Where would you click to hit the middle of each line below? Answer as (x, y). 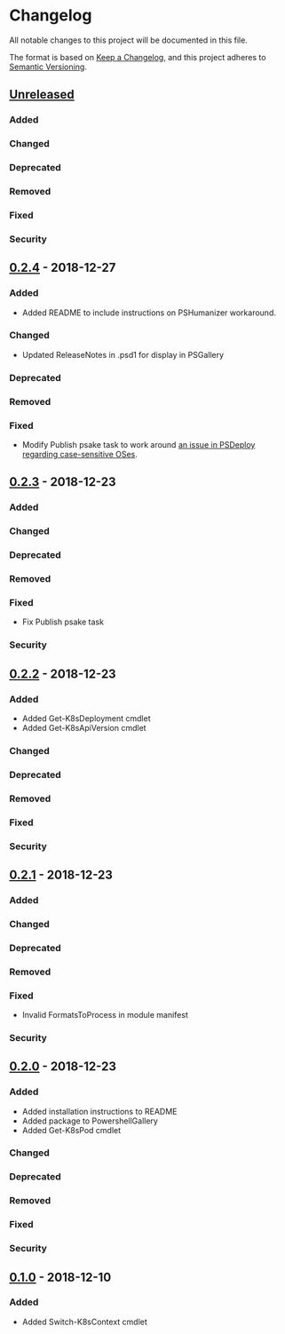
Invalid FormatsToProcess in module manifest (105, 1014)
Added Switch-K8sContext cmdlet (85, 1322)
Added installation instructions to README (99, 1111)
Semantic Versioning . (48, 67)
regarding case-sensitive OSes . (79, 454)
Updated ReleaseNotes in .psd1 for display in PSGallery (123, 354)
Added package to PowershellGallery (90, 1121)
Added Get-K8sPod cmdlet (71, 1130)
